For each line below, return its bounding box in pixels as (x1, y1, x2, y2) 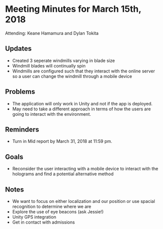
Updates (5, 44, 32, 53)
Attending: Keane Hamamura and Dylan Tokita (5, 30, 99, 36)
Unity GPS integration (12, 214, 57, 220)
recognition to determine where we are (12, 203, 92, 209)
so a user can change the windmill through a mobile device (12, 73, 132, 79)
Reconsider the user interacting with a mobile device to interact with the (12, 166, 159, 172)
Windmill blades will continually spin (12, 63, 86, 68)
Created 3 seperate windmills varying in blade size (12, 58, 115, 64)
